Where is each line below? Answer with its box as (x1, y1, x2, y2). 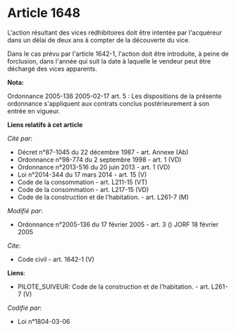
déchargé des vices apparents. (7, 64, 97, 73)
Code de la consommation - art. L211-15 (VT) (17, 178, 148, 186)
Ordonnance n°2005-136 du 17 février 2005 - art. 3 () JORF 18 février (17, 220, 219, 229)
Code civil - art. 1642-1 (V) (17, 255, 95, 263)
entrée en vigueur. (7, 107, 61, 115)
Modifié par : (7, 206, 44, 215)
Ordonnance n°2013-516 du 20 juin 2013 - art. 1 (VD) (17, 162, 170, 171)
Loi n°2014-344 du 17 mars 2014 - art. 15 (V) (17, 170, 147, 179)
